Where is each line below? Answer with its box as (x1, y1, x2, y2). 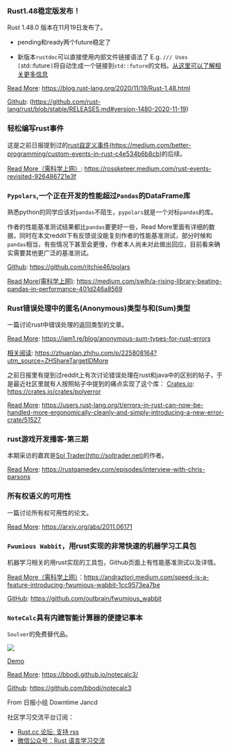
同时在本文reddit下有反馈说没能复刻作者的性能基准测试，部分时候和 (19, 231, 213, 239)
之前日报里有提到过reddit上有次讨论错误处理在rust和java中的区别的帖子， (7, 371, 217, 380)
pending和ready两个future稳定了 (17, 38, 111, 47)
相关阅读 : (7, 349, 34, 357)
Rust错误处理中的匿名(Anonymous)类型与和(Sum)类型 (7, 303, 191, 313)
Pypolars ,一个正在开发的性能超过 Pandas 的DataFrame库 (7, 191, 191, 200)
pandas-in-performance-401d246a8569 (7, 284, 123, 293)
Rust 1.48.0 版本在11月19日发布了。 (7, 23, 107, 32)
